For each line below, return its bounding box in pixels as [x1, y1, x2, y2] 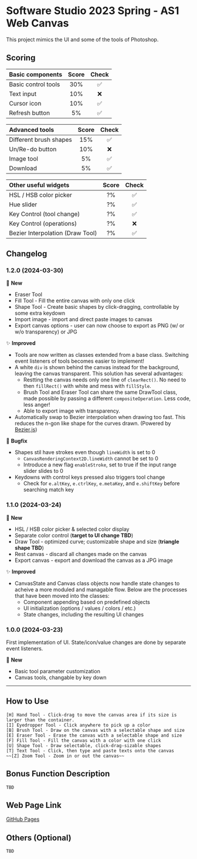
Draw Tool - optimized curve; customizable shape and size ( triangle [14, 538, 180, 545]
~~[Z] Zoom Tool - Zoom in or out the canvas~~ [6, 753, 125, 759]
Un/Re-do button [9, 145, 57, 153]
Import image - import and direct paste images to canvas [14, 316, 152, 323]
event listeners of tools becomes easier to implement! [14, 357, 145, 364]
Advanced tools [9, 125, 55, 134]
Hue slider [9, 200, 38, 209]
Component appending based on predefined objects [23, 598, 151, 605]
